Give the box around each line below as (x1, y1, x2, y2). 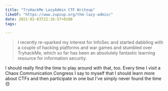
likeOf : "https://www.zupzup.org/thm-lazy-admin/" (5, 12, 113, 17)
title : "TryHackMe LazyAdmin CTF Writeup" (5, 7, 95, 12)
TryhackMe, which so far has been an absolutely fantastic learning (17, 50, 155, 56)
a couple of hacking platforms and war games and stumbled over (17, 44, 152, 50)
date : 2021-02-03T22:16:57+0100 (5, 16, 73, 21)
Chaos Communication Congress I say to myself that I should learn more (5, 70, 155, 76)
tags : (5, 21, 17, 26)
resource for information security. (17, 55, 87, 61)
